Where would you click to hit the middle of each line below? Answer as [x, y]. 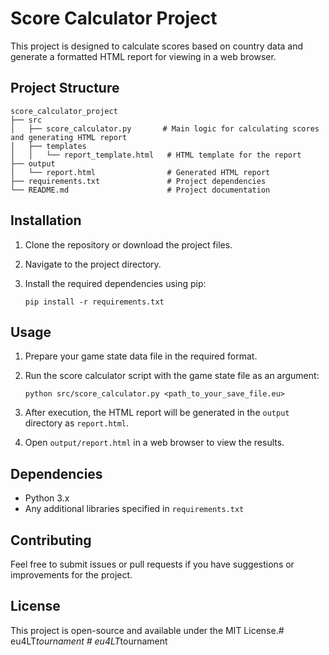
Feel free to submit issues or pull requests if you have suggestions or [152, 564]
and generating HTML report [69, 137]
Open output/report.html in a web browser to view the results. [154, 443]
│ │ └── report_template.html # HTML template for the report [156, 155]
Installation [46, 220]
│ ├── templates [48, 146]
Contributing [51, 540]
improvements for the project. [71, 575]
